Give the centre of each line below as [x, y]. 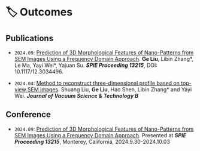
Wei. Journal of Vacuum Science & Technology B [76, 96]
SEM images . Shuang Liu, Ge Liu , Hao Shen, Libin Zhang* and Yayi [110, 90]
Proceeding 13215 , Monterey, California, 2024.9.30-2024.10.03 [92, 141]
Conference [28, 115]
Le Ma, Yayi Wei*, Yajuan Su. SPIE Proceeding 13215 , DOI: [86, 65]
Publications [30, 38]
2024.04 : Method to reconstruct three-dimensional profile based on [97, 83]
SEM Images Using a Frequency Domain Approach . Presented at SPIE [100, 135]
